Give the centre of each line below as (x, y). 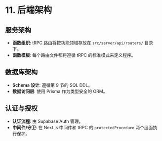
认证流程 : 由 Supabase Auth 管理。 (48, 121)
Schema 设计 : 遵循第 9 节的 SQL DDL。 (52, 85)
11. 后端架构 (29, 10)
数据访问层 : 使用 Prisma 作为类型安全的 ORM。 (60, 91)
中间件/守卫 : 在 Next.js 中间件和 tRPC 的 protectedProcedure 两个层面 (82, 127)
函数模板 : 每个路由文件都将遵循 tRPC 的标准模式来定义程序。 (74, 55)
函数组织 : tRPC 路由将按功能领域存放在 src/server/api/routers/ (78, 43)
